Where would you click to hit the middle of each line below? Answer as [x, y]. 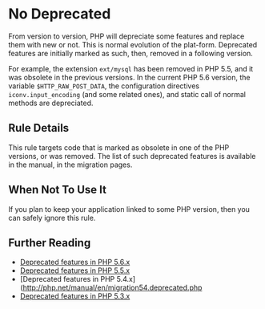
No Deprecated [60, 14]
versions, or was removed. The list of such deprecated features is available [132, 156]
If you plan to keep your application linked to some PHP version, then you [129, 209]
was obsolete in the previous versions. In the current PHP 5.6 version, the [129, 77]
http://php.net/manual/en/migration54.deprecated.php [112, 288]
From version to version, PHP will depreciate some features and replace [126, 36]
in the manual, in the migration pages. [70, 165]
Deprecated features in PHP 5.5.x [75, 270]
